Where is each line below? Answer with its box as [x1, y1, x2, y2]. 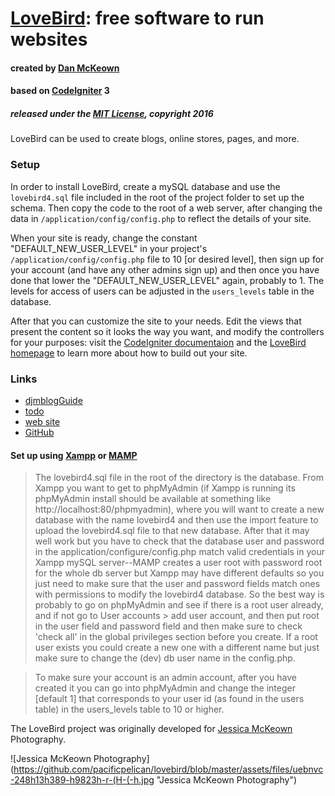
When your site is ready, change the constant [10, 232, 198, 244]
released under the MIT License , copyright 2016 [10, 107, 214, 119]
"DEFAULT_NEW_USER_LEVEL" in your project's [10, 242, 208, 254]
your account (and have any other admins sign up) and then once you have [10, 263, 320, 276]
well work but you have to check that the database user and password [34, 535, 325, 547]
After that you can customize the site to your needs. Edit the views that [10, 315, 302, 327]
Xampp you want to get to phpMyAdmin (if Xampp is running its [34, 482, 296, 494]
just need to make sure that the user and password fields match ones [34, 578, 321, 590]
